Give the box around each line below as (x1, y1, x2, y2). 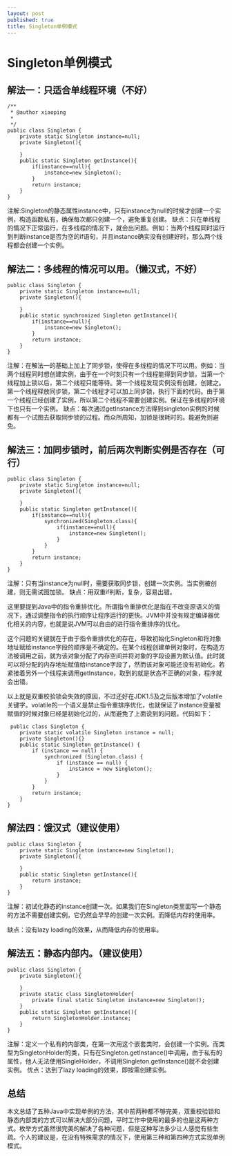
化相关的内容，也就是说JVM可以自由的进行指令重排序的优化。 (7, 620, 184, 628)
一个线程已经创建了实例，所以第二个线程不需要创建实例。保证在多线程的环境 (7, 396, 225, 404)
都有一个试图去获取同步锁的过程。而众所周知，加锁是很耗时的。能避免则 (7, 413, 213, 422)
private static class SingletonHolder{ (19, 990, 135, 997)
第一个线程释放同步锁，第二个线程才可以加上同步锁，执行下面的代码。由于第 (7, 387, 225, 395)
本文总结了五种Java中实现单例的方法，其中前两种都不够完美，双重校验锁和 (7, 1107, 221, 1115)
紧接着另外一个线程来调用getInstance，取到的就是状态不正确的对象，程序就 (7, 669, 222, 677)
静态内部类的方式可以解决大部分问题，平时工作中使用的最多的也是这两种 (7, 1116, 213, 1124)
